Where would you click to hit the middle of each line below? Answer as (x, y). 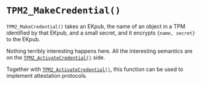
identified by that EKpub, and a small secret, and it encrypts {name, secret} (101, 33)
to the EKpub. (23, 39)
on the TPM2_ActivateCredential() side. (56, 57)
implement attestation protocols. (47, 75)
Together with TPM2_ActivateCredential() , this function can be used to (95, 69)
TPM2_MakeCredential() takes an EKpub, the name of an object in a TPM (96, 26)
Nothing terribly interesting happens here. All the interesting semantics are (100, 51)
